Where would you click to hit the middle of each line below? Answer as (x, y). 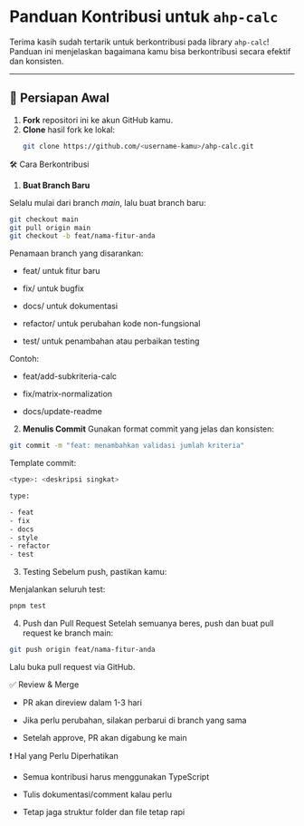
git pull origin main (50, 228)
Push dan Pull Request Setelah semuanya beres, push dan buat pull (148, 623)
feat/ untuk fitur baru (62, 271)
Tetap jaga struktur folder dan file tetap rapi (104, 811)
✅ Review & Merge (44, 684)
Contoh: (24, 359)
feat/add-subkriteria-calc (70, 376)
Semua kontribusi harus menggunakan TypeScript (116, 776)
